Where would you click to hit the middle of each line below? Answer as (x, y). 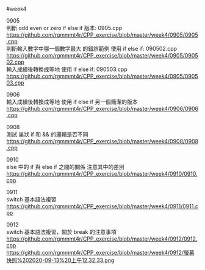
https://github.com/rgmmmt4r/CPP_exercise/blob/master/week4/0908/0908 (103, 141)
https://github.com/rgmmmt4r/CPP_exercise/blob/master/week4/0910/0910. (102, 174)
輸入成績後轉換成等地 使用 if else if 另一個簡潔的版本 (72, 102)
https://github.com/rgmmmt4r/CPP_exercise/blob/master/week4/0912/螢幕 (100, 253)
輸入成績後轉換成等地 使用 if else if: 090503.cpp (67, 69)
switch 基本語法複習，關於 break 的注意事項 (62, 232)
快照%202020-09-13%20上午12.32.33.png (60, 260)
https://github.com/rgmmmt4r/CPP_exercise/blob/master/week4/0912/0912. (102, 239)
